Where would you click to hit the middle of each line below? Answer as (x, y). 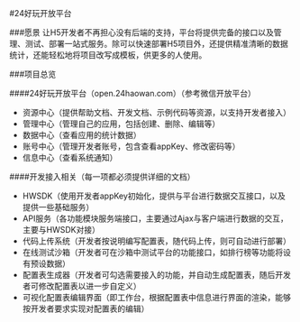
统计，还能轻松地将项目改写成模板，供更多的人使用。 (108, 55)
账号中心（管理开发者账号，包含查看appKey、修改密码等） (131, 146)
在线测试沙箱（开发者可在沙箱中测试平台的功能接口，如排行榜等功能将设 (156, 252)
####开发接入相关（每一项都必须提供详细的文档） (102, 177)
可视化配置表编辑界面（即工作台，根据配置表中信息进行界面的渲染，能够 (156, 297)
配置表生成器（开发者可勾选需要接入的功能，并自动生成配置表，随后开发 (156, 275)
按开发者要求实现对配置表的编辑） (86, 308)
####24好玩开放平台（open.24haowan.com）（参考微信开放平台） (133, 93)
